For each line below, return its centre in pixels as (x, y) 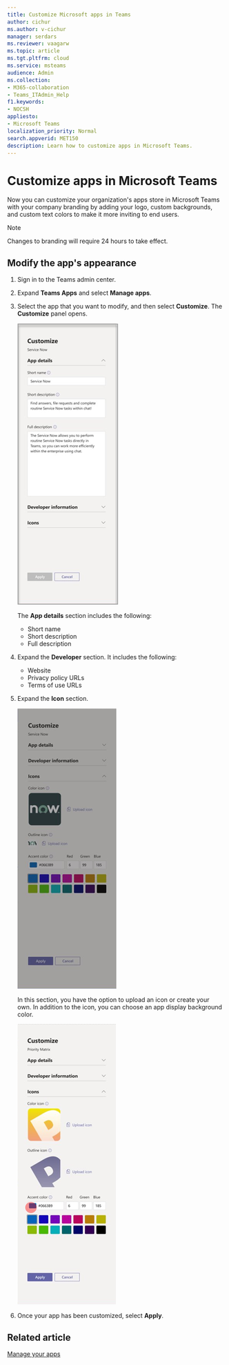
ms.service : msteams (37, 66)
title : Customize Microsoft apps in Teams (69, 14)
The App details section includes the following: (84, 616)
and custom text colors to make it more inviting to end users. (93, 215)
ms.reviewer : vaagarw (38, 44)
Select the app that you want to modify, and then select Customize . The (120, 307)
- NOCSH (18, 109)
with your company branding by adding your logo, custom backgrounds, (110, 207)
